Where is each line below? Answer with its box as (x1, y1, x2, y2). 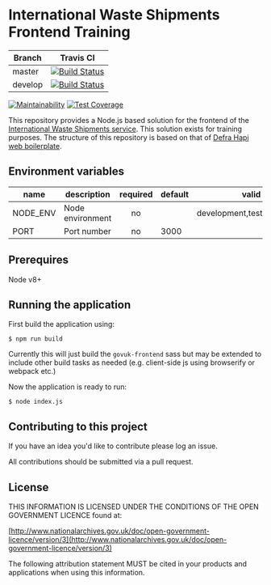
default (161, 189, 190, 200)
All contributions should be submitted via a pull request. (8, 457, 194, 467)
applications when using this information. (8, 568, 145, 577)
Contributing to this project (8, 419, 148, 434)
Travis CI (60, 52, 95, 63)
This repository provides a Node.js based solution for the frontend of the (8, 115, 250, 125)
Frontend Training (8, 23, 131, 41)
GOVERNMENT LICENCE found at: (8, 511, 123, 519)
